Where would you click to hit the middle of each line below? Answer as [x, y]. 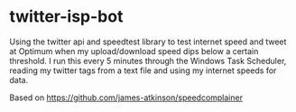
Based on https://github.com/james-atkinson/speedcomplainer [126, 98]
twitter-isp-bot [66, 17]
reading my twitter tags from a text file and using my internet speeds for [143, 70]
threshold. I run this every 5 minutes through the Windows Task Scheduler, [148, 61]
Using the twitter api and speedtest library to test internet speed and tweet [148, 42]
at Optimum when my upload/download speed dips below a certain [134, 51]
